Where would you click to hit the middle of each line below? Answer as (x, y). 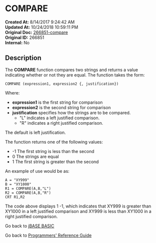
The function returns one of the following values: (54, 142)
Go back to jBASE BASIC (30, 226)
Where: (12, 93)
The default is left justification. (36, 132)
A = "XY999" (17, 180)
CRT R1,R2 (15, 197)
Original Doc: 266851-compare (37, 32)
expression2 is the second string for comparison (61, 107)
